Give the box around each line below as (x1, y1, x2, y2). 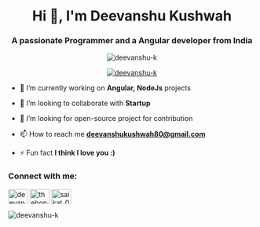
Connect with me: (8, 170, 78, 181)
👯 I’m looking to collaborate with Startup (19, 98, 151, 108)
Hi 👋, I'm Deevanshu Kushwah (32, 7, 232, 25)
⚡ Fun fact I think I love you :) (19, 148, 115, 158)
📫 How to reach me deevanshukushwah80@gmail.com (19, 130, 206, 139)
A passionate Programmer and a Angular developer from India (11, 35, 253, 46)
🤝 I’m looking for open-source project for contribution (19, 114, 193, 123)
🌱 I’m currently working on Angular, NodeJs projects (19, 83, 191, 93)
